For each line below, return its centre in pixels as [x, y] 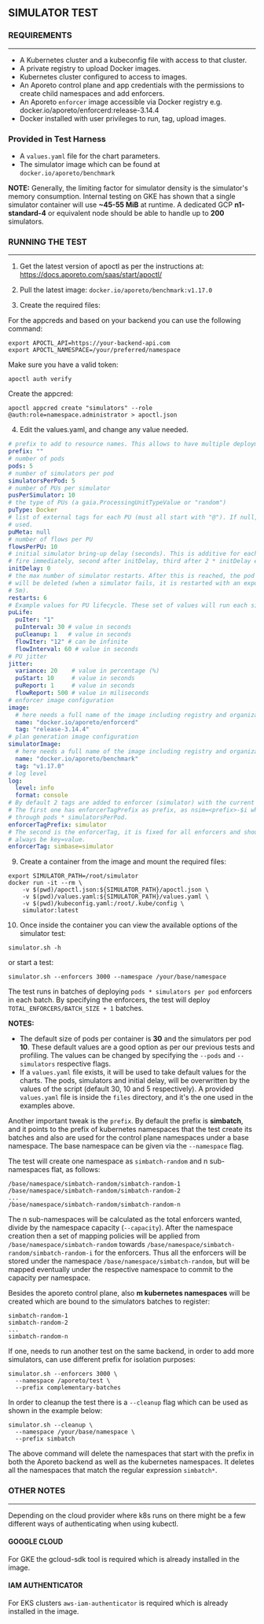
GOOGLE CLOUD [36, 1541]
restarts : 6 [27, 597]
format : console [42, 795]
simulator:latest [51, 911]
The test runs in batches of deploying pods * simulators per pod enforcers [130, 992]
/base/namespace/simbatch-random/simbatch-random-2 [94, 1191]
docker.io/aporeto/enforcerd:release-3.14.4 [89, 110]
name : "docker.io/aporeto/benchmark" [77, 759]
